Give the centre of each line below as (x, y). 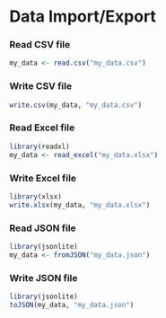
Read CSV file (40, 45)
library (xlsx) (36, 196)
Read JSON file (43, 228)
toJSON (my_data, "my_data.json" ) (72, 305)
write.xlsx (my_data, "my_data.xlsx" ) (80, 205)
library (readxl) (39, 146)
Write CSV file (41, 86)
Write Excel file (43, 178)
